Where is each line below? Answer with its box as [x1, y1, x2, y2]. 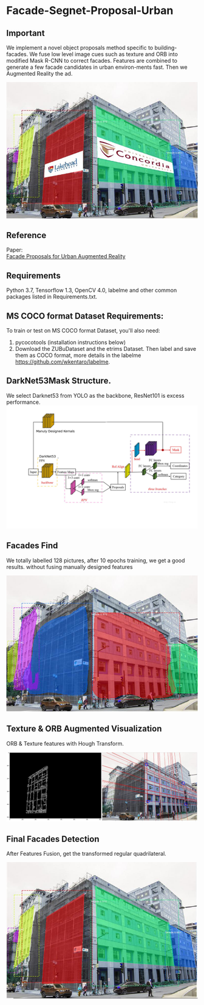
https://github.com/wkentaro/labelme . [15, 358, 110, 365]
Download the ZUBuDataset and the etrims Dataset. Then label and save [15, 345, 196, 353]
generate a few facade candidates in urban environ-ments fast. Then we [6, 63, 188, 71]
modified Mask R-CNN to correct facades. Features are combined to [6, 57, 178, 64]
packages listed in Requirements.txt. [6, 293, 98, 300]
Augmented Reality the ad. [6, 70, 73, 77]
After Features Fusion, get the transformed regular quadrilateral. [6, 850, 167, 857]
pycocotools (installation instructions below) [15, 339, 126, 346]
